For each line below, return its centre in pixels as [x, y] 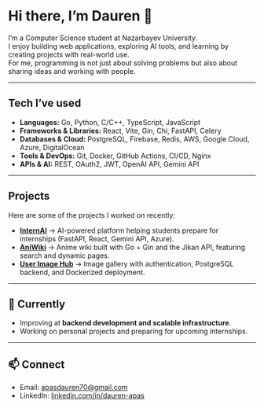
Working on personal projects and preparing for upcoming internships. [134, 331]
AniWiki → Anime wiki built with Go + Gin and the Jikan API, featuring [132, 247]
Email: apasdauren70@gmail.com [73, 388]
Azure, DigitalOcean [52, 147]
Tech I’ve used [45, 103]
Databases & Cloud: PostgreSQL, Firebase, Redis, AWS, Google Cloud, [134, 139]
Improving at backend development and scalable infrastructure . [125, 323]
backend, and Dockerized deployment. [82, 272]
